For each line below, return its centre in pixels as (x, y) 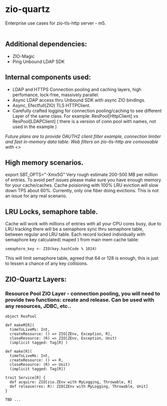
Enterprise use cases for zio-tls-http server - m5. (56, 23)
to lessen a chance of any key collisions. (47, 263)
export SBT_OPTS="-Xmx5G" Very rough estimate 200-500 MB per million (82, 175)
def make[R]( (19, 351)
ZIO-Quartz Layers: (36, 279)
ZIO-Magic (23, 56)
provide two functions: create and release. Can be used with (80, 300)
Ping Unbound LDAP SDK (38, 62)
